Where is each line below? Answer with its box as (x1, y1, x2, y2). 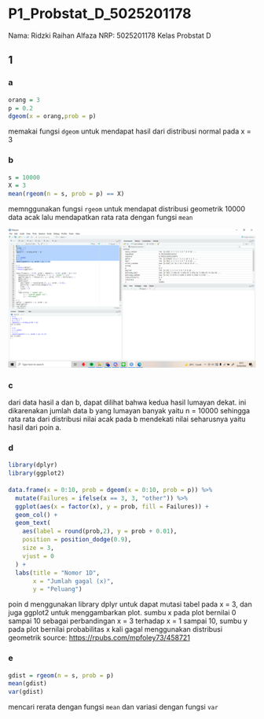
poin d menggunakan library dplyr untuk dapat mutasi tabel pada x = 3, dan (8, 600, 253, 609)
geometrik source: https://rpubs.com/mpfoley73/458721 (8, 633, 191, 643)
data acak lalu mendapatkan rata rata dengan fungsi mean (8, 213, 193, 222)
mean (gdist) (8, 680, 47, 688)
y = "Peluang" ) (32, 585, 82, 593)
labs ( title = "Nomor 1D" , (15, 569, 101, 577)
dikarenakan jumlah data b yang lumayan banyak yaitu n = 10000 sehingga (8, 405, 250, 415)
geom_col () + (15, 511, 58, 519)
